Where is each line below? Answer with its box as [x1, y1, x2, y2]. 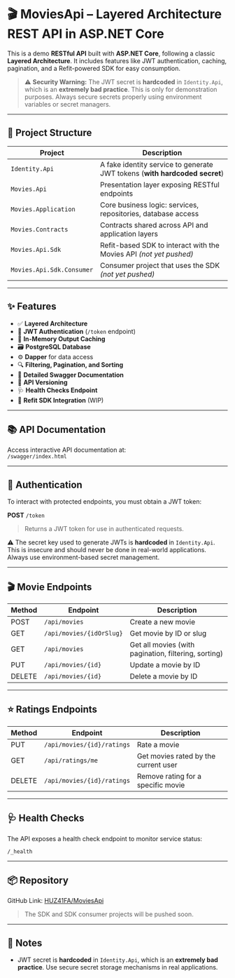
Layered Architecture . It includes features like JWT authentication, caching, [7, 56, 227, 65]
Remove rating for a [136, 771, 201, 781]
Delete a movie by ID [129, 671, 198, 681]
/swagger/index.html [7, 453, 68, 460]
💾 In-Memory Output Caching [17, 335, 106, 343]
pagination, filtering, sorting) [129, 649, 224, 658]
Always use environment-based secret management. [7, 553, 159, 562]
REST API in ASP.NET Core [7, 26, 164, 42]
